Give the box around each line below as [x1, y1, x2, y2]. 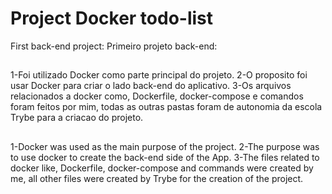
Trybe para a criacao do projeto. [10, 112, 144, 124]
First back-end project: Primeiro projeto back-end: [10, 40, 218, 52]
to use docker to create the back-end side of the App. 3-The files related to [10, 151, 320, 163]
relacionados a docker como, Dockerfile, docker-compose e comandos [10, 90, 304, 102]
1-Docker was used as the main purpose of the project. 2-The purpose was [10, 140, 320, 152]
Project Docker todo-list [10, 7, 214, 30]
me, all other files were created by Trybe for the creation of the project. [10, 172, 304, 184]
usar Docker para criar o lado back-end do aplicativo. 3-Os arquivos [10, 80, 292, 92]
